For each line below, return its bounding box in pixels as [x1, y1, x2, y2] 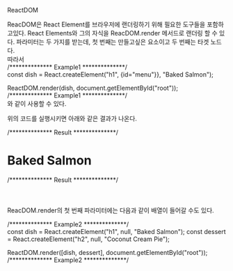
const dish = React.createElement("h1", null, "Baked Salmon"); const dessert [7, 227, 226, 235]
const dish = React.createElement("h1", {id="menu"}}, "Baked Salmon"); [7, 70, 214, 79]
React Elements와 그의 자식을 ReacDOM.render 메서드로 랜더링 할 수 [27, 29, 218, 37]
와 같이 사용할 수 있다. [7, 100, 67, 107]
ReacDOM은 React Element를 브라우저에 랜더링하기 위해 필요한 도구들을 [7, 20, 206, 29]
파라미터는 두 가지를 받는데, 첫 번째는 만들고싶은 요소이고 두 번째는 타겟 [16, 38, 209, 46]
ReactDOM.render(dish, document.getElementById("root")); [7, 84, 179, 92]
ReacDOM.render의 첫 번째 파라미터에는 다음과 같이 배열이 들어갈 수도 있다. [7, 206, 214, 215]
